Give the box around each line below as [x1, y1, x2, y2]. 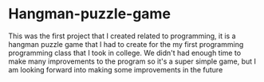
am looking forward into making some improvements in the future [8, 64, 223, 74]
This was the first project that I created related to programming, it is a [8, 31, 237, 41]
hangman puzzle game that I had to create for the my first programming [8, 39, 244, 49]
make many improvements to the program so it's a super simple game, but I [8, 57, 257, 66]
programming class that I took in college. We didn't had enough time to [8, 48, 242, 57]
